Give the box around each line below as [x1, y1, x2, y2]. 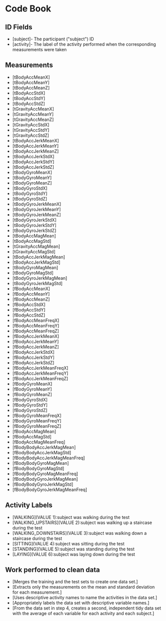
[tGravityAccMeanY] [12, 111, 54, 117]
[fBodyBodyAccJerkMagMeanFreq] [12, 455, 85, 461]
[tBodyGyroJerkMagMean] [12, 275, 67, 281]
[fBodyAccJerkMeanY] [12, 338, 59, 344]
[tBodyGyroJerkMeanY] [12, 206, 61, 212]
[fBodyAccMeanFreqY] [12, 322, 59, 328]
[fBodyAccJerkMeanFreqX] [12, 365, 68, 371]
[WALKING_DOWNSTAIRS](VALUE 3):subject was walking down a [12, 530, 147, 536]
